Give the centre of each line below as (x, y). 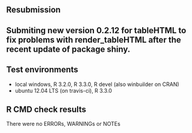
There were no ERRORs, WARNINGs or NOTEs (63, 124)
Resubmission (34, 10)
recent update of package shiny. (68, 49)
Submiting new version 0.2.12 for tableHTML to (96, 30)
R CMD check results (46, 109)
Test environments (42, 70)
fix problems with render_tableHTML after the (94, 39)
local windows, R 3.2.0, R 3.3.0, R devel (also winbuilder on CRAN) (97, 84)
